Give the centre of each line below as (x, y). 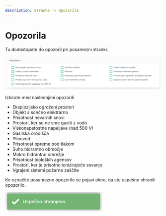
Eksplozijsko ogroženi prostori (43, 107)
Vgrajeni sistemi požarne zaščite (46, 170)
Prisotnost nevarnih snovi (38, 117)
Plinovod (21, 138)
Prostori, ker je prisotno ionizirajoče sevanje (57, 165)
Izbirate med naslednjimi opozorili (40, 97)
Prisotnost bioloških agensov (42, 160)
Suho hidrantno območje (38, 149)
